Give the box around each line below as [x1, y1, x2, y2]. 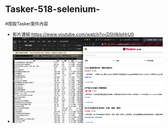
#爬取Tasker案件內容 [5, 20, 48, 26]
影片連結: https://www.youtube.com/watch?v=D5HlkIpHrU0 [12, 31, 134, 37]
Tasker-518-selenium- [5, 3, 100, 15]
